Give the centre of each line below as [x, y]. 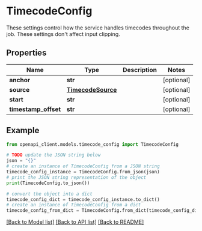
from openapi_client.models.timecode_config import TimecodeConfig [93, 144]
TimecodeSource [92, 89]
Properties [26, 53]
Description [140, 70]
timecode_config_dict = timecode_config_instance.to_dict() [83, 199]
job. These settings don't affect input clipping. [63, 34]
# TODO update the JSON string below [54, 155]
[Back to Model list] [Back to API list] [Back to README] [75, 222]
